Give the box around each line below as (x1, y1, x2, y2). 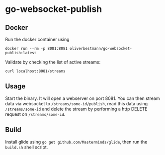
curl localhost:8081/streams (5, 69, 66, 74)
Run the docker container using (5, 36, 70, 42)
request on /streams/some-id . (5, 111, 66, 117)
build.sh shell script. (5, 144, 48, 150)
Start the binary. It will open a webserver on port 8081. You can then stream (5, 95, 160, 101)
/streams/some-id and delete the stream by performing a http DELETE (5, 106, 148, 112)
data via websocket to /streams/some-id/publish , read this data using (5, 100, 148, 106)
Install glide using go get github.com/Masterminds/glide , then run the (5, 139, 148, 145)
